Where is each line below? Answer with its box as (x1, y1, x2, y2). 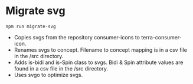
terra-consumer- (140, 33, 182, 41)
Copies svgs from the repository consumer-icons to (14, 33, 140, 41)
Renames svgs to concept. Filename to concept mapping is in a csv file (14, 46, 187, 53)
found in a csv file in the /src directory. (14, 65, 109, 72)
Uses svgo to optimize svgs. (14, 71, 83, 78)
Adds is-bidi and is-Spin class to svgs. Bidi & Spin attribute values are (14, 59, 184, 66)
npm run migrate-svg (5, 23, 57, 29)
